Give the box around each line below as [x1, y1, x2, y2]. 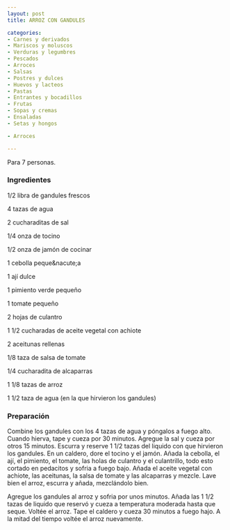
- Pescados [7, 55, 39, 63]
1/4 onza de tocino [7, 232, 60, 240]
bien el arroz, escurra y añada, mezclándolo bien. [7, 479, 149, 487]
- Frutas [7, 100, 33, 108]
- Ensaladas [7, 114, 42, 121]
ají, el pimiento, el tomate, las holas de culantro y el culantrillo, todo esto [7, 457, 213, 465]
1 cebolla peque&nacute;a [7, 259, 81, 267]
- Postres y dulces [7, 75, 64, 82]
